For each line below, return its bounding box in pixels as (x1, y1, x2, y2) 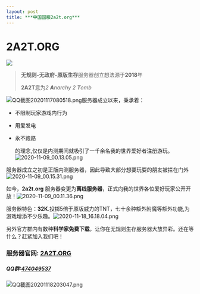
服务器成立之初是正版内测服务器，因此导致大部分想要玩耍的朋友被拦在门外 (6, 166, 189, 173)
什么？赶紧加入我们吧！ (6, 233, 64, 240)
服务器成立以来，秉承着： (82, 96, 145, 104)
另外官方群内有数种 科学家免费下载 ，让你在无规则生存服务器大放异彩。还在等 (6, 226, 194, 233)
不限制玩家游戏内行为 (14, 110, 67, 117)
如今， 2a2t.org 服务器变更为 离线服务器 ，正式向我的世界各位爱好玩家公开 (6, 185, 186, 192)
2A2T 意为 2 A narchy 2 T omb (20, 84, 92, 91)
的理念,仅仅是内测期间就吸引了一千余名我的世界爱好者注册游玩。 (14, 147, 173, 155)
